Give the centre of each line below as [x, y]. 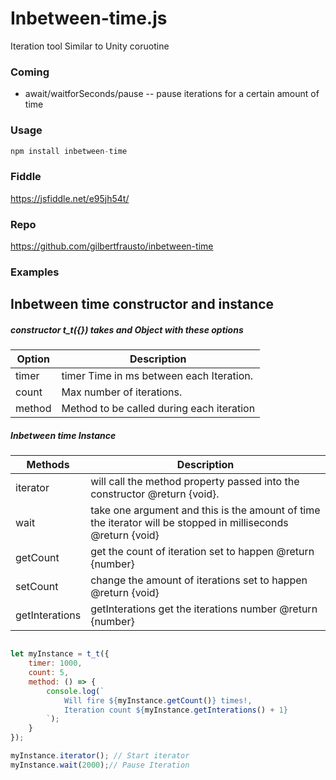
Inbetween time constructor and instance [142, 304]
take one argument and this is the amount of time [205, 510]
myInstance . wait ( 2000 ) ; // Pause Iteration [100, 765]
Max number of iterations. [122, 392]
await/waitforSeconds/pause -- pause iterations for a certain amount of [172, 94]
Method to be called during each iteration [158, 409]
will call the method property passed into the [195, 482]
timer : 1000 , [55, 663]
